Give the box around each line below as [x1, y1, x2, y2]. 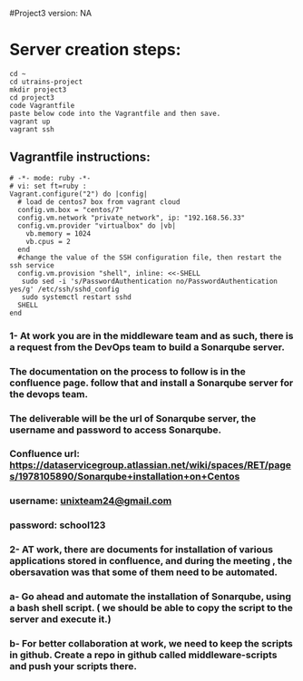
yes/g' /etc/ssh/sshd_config [9, 285, 120, 294]
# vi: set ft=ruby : [9, 181, 88, 190]
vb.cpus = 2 [25, 237, 71, 246]
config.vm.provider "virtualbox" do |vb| [17, 221, 177, 230]
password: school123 [9, 519, 106, 531]
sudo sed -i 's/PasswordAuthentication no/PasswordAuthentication [21, 277, 279, 286]
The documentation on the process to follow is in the [9, 365, 247, 377]
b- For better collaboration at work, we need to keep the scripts [9, 637, 293, 650]
